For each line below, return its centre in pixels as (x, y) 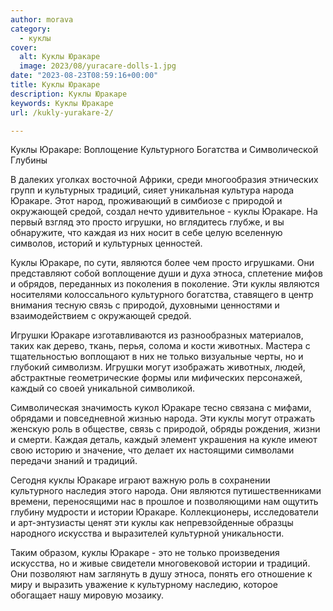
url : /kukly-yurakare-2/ (62, 112)
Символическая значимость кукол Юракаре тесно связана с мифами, (161, 408)
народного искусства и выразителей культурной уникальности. (147, 533)
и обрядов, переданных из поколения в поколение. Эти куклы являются (165, 284)
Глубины (29, 160)
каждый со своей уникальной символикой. (103, 388)
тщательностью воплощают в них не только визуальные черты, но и (157, 357)
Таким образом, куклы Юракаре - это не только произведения (145, 553)
